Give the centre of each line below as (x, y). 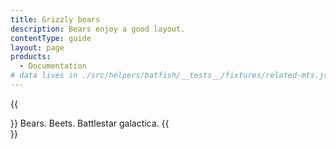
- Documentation (53, 66)
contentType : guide (51, 38)
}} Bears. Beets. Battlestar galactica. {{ (90, 123)
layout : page (37, 47)
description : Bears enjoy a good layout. (98, 29)
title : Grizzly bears (55, 19)
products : (31, 57)
